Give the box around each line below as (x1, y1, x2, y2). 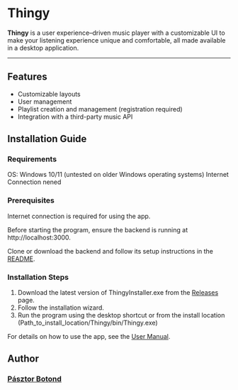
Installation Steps (7, 272, 69, 282)
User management (17, 97, 72, 106)
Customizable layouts (17, 90, 81, 98)
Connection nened (7, 178, 62, 186)
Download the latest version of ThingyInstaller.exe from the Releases (17, 288, 219, 297)
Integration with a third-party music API (17, 112, 133, 121)
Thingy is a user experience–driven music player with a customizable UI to (7, 28, 225, 37)
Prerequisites (7, 195, 55, 205)
